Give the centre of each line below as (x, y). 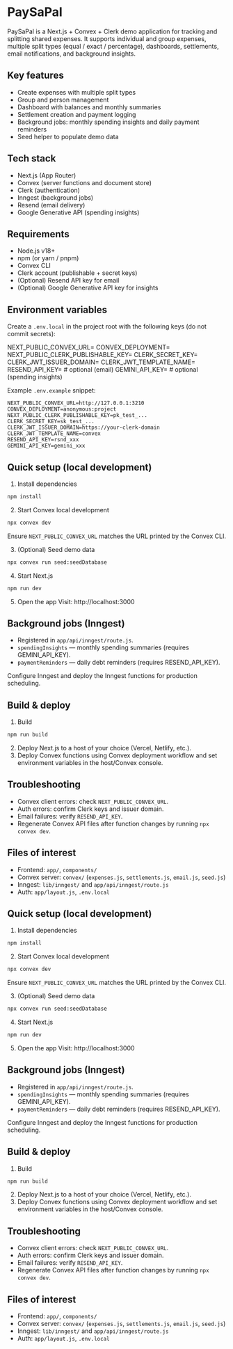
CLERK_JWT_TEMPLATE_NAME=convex (54, 434)
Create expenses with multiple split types (77, 92)
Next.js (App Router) (47, 175)
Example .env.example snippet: (51, 390)
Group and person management (63, 100)
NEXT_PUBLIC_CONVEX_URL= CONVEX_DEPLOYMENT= (89, 347)
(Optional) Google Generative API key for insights (88, 288)
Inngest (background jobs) (55, 197)
